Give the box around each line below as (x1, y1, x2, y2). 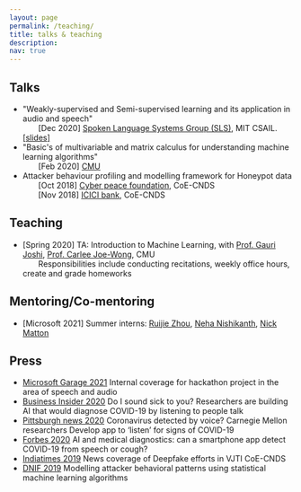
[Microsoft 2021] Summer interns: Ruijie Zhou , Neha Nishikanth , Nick (22, 318, 277, 329)
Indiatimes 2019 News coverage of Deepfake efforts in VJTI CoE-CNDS (22, 453, 286, 464)
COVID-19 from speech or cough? (22, 444, 148, 454)
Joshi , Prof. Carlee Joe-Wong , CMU (22, 249, 155, 259)
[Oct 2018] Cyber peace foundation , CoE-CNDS (38, 180, 216, 190)
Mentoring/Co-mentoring (9, 294, 155, 310)
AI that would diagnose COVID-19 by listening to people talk (22, 406, 244, 417)
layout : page (9, 13, 58, 22)
